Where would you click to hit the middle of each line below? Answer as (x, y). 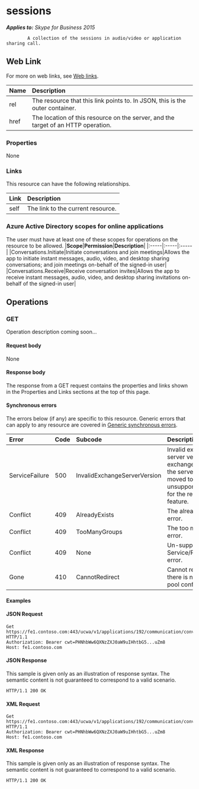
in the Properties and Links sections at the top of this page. (78, 392)
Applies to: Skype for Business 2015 (51, 27)
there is (177, 577)
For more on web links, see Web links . (52, 76)
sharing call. (24, 43)
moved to (180, 479)
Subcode (89, 439)
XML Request (23, 704)
